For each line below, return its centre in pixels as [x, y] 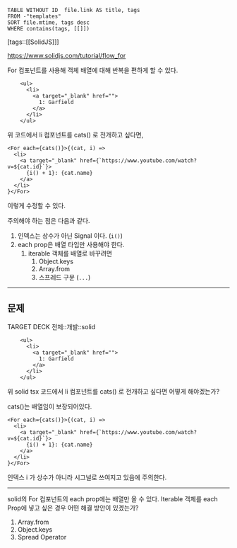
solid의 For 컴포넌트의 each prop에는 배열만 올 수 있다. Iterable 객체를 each [113, 498]
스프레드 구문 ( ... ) [65, 277]
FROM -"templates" [34, 16]
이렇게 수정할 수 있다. [36, 206]
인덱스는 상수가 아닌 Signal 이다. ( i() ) [70, 236]
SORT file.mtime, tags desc [49, 23]
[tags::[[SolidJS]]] [33, 42]
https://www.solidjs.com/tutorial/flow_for [67, 56]
